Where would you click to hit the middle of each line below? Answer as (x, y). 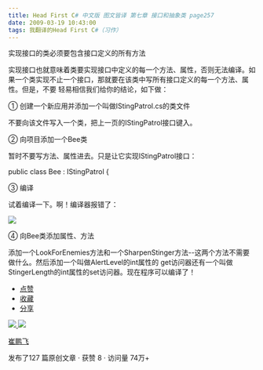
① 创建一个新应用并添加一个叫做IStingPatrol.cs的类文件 (99, 106)
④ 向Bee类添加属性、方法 (51, 236)
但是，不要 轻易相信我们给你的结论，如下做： (95, 89)
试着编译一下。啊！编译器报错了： (63, 205)
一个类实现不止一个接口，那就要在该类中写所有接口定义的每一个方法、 (128, 80)
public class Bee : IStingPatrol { (59, 172)
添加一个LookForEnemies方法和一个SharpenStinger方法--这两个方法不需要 (129, 252)
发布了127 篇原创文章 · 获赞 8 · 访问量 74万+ (79, 358)
